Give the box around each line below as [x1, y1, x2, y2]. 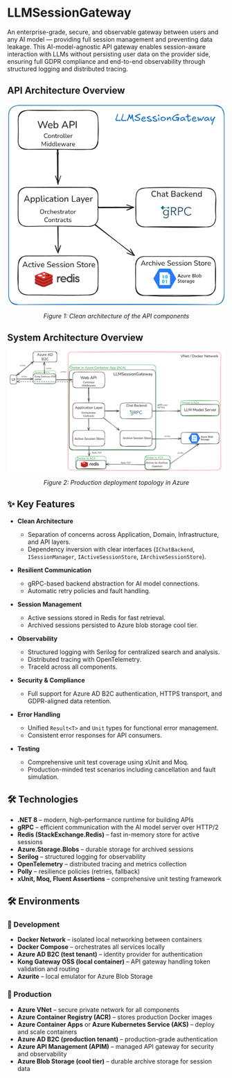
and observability [17, 1050, 67, 1058]
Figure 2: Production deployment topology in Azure [43, 478, 190, 486]
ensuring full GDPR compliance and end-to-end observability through [7, 57, 206, 65]
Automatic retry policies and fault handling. [27, 586, 151, 594]
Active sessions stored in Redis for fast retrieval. [27, 613, 166, 622]
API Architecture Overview [7, 85, 125, 96]
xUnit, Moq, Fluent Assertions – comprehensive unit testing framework [17, 874, 222, 882]
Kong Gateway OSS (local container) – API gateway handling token [17, 957, 211, 966]
